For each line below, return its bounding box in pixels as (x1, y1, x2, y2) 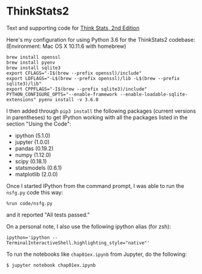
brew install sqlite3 (6, 65, 61, 71)
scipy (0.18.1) (15, 158, 47, 165)
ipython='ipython (6, 235, 50, 241)
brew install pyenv (6, 59, 56, 65)
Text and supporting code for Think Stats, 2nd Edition (6, 24, 140, 32)
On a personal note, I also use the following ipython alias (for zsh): (6, 222, 171, 230)
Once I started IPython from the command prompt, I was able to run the (6, 182, 184, 189)
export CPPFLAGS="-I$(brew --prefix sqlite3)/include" (6, 86, 148, 92)
